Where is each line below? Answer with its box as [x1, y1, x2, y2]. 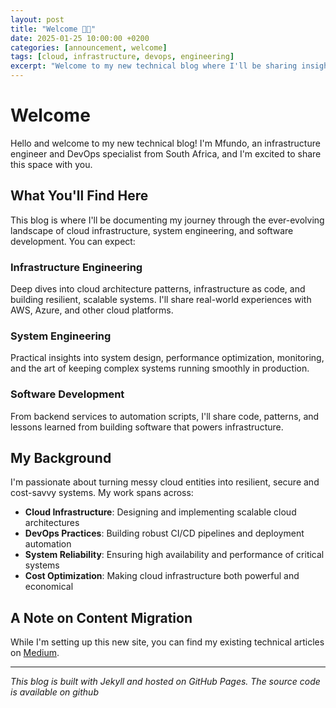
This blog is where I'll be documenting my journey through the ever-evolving [10, 214, 325, 226]
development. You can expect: [10, 235, 136, 247]
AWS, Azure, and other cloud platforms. [10, 304, 174, 316]
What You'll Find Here [10, 187, 149, 205]
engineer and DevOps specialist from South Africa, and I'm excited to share [10, 147, 322, 160]
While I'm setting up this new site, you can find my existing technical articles [10, 636, 325, 648]
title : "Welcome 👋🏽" [10, 24, 97, 34]
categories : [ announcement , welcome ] [10, 42, 168, 53]
